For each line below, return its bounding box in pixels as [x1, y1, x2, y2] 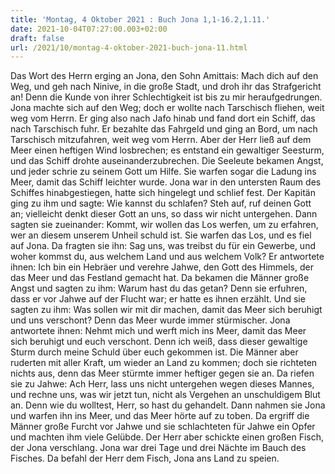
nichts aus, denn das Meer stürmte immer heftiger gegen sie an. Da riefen [10, 367, 315, 380]
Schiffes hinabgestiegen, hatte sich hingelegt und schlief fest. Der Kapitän [10, 187, 316, 199]
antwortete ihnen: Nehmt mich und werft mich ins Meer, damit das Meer [10, 325, 307, 337]
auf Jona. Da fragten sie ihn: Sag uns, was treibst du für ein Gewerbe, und [10, 240, 316, 252]
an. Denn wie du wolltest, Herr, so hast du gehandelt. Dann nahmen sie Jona [10, 399, 326, 411]
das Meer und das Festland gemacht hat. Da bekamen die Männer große [10, 272, 310, 284]
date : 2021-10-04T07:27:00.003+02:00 [10, 24, 168, 34]
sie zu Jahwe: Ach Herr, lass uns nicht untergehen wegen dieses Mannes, [10, 378, 315, 390]
